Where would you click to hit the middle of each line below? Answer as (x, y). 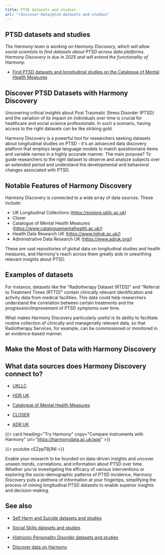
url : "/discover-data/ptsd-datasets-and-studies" (57, 14)
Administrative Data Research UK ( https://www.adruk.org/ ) (72, 239)
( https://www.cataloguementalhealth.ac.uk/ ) (57, 228)
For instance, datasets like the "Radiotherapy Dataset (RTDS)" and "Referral (82, 287)
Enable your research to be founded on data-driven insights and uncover (80, 458)
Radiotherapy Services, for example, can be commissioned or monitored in (81, 328)
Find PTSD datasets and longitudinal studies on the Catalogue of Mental (86, 72)
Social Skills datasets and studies (46, 528)
